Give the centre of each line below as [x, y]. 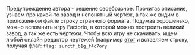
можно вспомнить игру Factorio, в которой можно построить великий [95, 27]
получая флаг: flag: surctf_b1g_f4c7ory [57, 46]
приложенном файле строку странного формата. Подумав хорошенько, [98, 21]
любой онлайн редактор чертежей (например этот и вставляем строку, [97, 39]
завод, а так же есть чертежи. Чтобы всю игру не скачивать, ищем [92, 33]
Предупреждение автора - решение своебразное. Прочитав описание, [97, 8]
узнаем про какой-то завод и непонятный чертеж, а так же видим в [93, 15]
